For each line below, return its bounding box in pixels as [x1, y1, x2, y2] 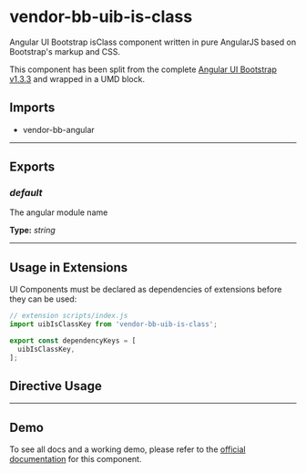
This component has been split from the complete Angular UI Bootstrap [9, 64, 278, 75]
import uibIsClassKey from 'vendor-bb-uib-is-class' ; [9, 320, 219, 329]
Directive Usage [9, 378, 102, 394]
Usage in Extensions [9, 260, 128, 275]
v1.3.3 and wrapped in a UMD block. [9, 73, 146, 84]
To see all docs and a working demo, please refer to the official [9, 444, 246, 455]
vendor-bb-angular [22, 124, 96, 135]
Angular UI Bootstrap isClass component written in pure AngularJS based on [9, 36, 297, 47]
